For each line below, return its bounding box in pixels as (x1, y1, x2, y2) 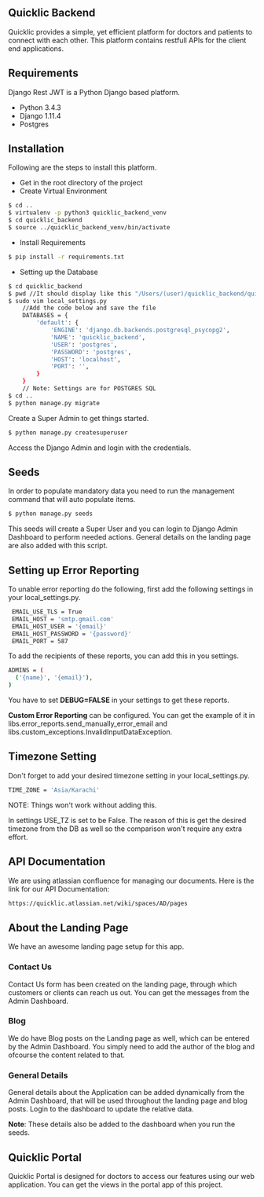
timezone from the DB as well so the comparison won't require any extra (8, 824, 242, 833)
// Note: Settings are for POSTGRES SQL (22, 385, 156, 393)
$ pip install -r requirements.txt (8, 253, 125, 261)
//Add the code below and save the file (22, 304, 156, 313)
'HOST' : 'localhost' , (49, 355, 122, 364)
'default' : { (36, 319, 79, 327)
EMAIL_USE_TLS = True (11, 608, 82, 616)
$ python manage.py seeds (8, 510, 93, 518)
